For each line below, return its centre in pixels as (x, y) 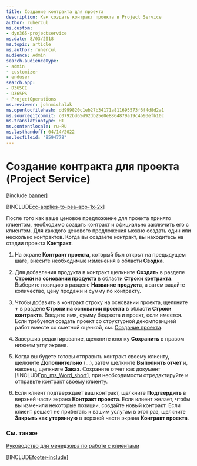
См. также (22, 433)
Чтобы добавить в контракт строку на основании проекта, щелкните (101, 302)
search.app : (21, 83)
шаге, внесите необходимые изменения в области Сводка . (89, 261)
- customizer (22, 72)
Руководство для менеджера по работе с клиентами (73, 445)
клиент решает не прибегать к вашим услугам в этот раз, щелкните (100, 411)
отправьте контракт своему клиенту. (61, 381)
